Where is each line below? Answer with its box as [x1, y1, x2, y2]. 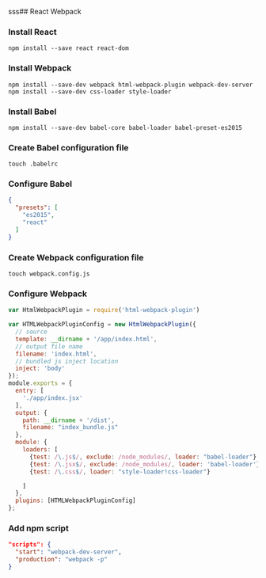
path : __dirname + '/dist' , [22, 416, 115, 424]
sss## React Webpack [8, 7, 82, 16]
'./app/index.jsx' [22, 394, 83, 402]
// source [15, 328, 47, 336]
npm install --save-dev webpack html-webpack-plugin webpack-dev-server [8, 81, 253, 89]
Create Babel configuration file [8, 142, 129, 153]
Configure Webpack [8, 288, 88, 299]
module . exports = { [8, 379, 73, 387]
